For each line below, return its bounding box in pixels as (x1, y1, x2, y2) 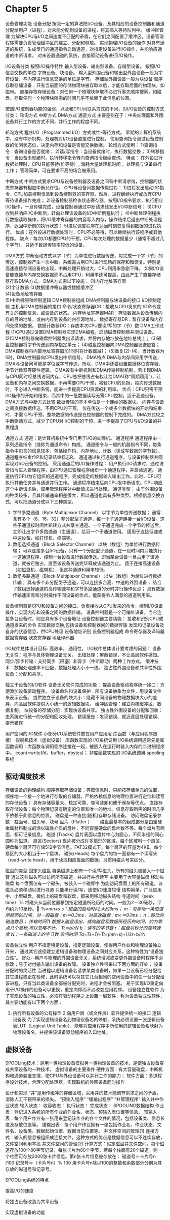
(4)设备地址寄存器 (5, 290, 43, 296)
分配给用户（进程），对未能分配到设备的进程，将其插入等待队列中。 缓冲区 (5, 26, 159, 33)
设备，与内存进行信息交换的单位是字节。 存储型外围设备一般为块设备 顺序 (9, 76, 163, 82)
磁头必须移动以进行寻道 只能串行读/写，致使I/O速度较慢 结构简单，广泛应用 (5, 886, 162, 892)
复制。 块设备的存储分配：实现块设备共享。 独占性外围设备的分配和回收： (9, 707, 163, 713)
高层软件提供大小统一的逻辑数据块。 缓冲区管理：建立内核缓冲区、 (18, 700, 157, 707)
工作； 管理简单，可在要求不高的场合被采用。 (5, 167, 100, 173)
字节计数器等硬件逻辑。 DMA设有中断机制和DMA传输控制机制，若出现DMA (5, 367, 162, 373)
